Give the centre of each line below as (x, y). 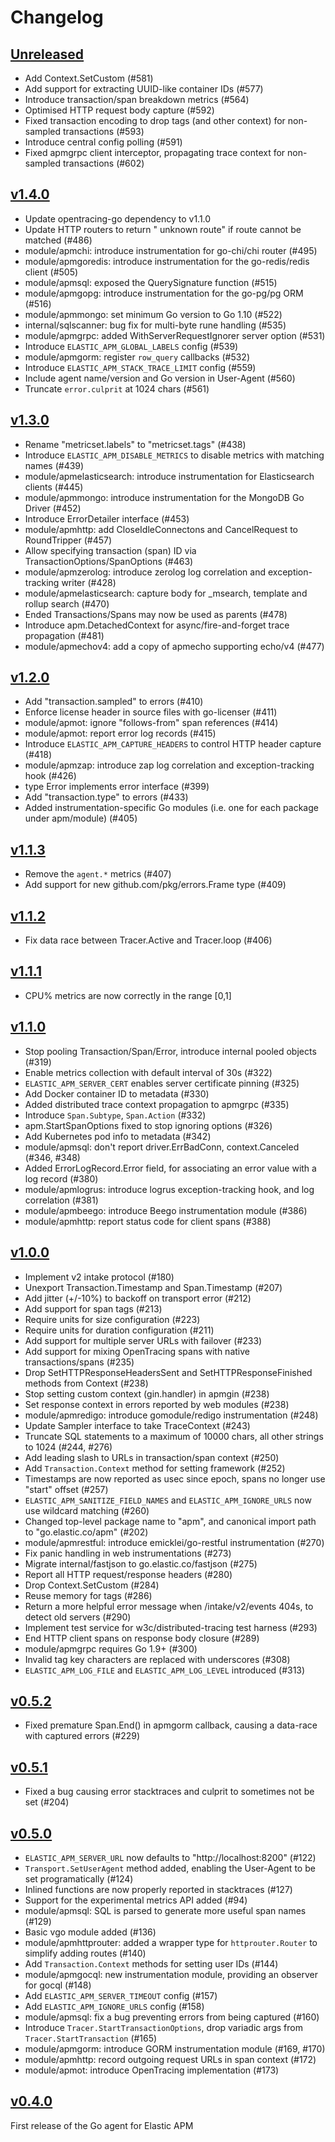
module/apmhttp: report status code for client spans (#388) (148, 1221)
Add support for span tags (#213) (93, 1308)
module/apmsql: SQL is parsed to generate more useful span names (165, 1910)
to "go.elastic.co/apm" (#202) (86, 1532)
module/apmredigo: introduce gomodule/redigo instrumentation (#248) (171, 1415)
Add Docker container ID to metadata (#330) (117, 1093)
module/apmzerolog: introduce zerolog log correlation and (145, 572)
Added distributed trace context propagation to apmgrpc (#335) (157, 1104)
